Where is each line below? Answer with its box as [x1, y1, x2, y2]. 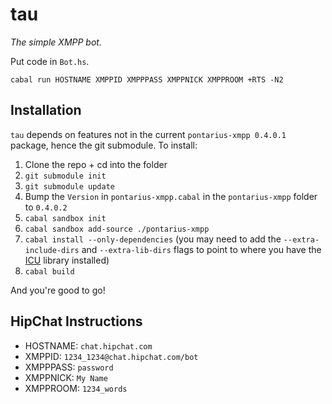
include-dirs [24, 245, 80, 255]
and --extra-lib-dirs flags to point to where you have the [81, 243, 322, 255]
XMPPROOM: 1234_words [24, 382, 128, 394]
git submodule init [24, 171, 107, 181]
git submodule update [24, 181, 115, 192]
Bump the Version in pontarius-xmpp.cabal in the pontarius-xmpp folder [24, 190, 318, 202]
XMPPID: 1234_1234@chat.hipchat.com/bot [24, 350, 199, 362]
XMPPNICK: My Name [24, 371, 108, 383]
